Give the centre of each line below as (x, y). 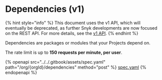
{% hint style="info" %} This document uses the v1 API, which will (73, 23)
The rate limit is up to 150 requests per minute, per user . (64, 52)
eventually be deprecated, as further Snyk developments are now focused (81, 28)
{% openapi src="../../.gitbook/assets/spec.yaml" (55, 62)
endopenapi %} (21, 72)
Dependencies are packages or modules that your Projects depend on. (78, 42)
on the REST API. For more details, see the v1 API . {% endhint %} (72, 33)
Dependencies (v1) (45, 9)
